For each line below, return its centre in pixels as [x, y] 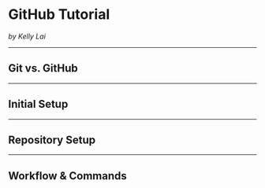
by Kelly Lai [27, 36]
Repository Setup [52, 140]
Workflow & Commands [68, 176]
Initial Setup [38, 104]
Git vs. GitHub [43, 68]
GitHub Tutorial [59, 15]
